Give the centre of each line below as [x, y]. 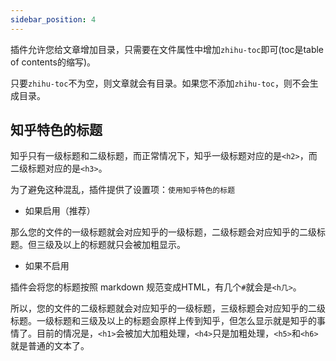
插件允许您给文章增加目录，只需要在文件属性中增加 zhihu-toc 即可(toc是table [167, 49]
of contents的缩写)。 [53, 62]
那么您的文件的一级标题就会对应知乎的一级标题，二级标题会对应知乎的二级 [163, 232]
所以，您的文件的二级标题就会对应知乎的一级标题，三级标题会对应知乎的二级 [168, 308]
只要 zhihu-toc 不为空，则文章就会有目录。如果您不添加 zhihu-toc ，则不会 [160, 83]
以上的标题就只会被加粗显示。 [124, 245]
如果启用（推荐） [60, 211]
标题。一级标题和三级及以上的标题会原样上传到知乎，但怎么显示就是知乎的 [163, 321]
